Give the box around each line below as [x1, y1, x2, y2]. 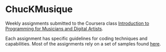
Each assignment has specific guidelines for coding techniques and [5, 35, 148, 41]
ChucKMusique [5, 4, 73, 15]
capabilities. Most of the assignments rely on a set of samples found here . [5, 40, 161, 46]
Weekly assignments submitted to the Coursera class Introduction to [5, 20, 150, 26]
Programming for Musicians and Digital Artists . [5, 25, 104, 31]
